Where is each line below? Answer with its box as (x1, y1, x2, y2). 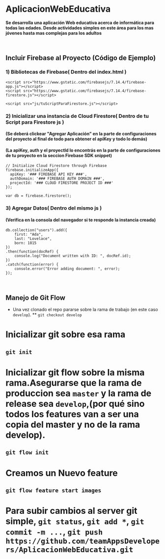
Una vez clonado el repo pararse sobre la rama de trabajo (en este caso (12, 307, 159, 313)
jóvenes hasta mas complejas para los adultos (5, 30, 102, 36)
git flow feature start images (5, 487, 102, 494)
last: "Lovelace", (14, 237, 52, 241)
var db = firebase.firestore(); (5, 193, 72, 198)
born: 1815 (14, 240, 37, 246)
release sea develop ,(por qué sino (5, 399, 145, 409)
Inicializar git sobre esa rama (5, 329, 126, 340)
